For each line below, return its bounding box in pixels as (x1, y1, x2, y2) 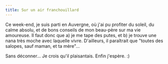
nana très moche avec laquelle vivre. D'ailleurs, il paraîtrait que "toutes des (5, 38, 163, 44)
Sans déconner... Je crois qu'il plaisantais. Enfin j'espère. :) (5, 53, 130, 59)
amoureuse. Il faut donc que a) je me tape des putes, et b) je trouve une (5, 32, 157, 38)
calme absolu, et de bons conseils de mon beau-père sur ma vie (5, 26, 141, 33)
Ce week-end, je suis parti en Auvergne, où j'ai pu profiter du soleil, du (5, 21, 155, 27)
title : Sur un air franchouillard (5, 7, 79, 13)
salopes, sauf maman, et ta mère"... (5, 43, 80, 49)
